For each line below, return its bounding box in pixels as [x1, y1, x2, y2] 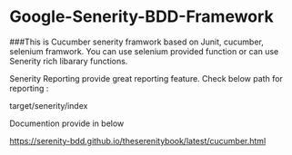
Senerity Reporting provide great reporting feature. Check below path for [9, 73, 284, 83]
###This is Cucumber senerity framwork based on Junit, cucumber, [9, 36, 264, 47]
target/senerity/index [9, 100, 88, 111]
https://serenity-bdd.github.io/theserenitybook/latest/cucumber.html [9, 135, 267, 146]
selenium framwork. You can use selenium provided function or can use [9, 45, 279, 56]
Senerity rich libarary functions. [9, 55, 128, 66]
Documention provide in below [9, 118, 125, 129]
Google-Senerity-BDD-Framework [9, 6, 275, 27]
